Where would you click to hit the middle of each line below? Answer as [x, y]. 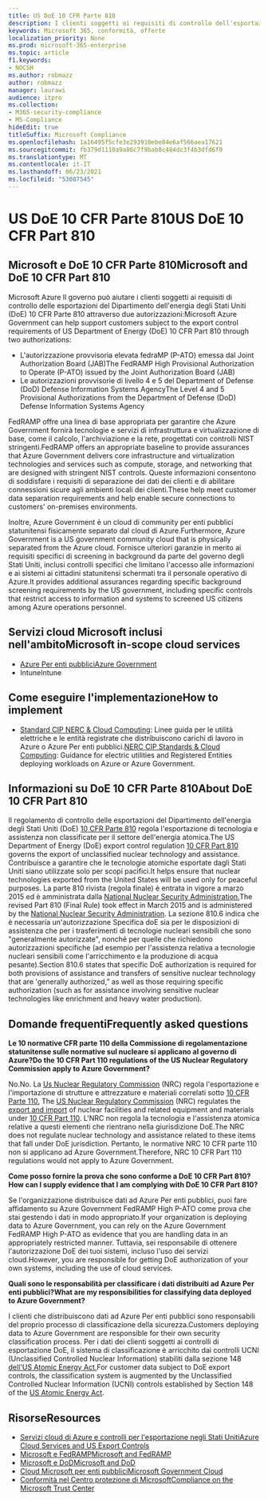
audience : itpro [35, 98]
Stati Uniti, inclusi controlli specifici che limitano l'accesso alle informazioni [131, 564]
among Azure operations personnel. [67, 607]
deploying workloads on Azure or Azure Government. [107, 763]
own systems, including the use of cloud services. [91, 1268]
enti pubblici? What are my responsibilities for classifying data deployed [130, 1292]
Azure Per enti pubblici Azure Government [88, 664]
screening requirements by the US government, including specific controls [130, 590]
